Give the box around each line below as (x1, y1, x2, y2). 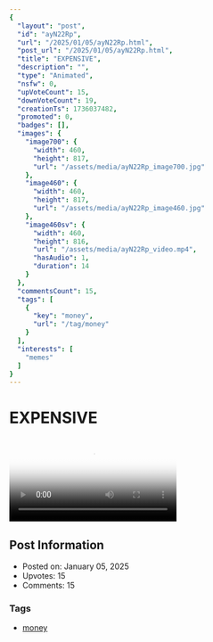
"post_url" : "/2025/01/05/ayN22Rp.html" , (17, 46, 174, 55)
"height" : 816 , (32, 237, 90, 246)
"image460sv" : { (25, 220, 86, 229)
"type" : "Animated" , (17, 71, 94, 80)
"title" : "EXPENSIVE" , (17, 54, 102, 63)
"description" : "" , (17, 63, 90, 72)
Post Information (9, 537, 104, 553)
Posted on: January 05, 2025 (21, 561, 129, 572)
